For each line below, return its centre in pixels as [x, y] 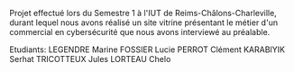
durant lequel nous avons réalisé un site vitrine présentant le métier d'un [143, 22]
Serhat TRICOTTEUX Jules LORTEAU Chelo [90, 59]
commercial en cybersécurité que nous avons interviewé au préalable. [140, 32]
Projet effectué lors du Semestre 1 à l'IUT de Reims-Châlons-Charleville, [143, 13]
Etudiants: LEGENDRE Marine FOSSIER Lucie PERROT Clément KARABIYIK [147, 49]
